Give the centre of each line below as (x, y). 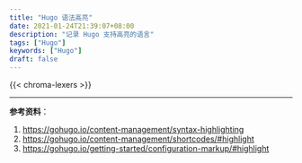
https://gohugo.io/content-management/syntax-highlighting (133, 129)
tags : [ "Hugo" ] (38, 43)
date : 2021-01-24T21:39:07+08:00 (72, 26)
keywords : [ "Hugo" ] (46, 51)
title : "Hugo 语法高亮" (51, 17)
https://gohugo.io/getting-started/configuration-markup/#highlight (146, 148)
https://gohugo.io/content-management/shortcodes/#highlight (138, 139)
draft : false (34, 59)
